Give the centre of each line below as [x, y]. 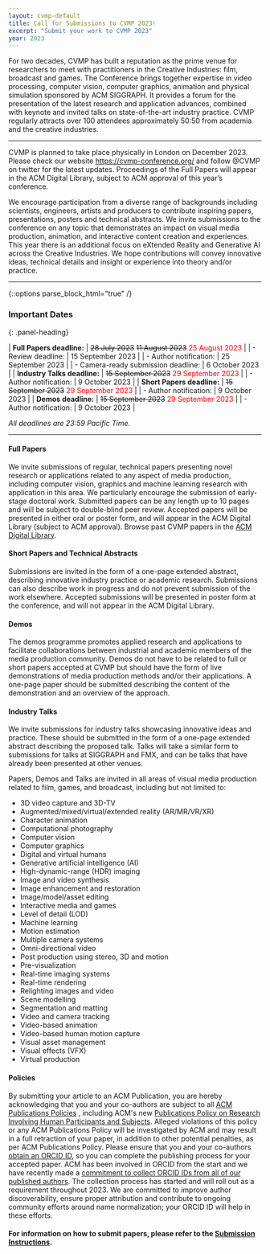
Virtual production [50, 1059]
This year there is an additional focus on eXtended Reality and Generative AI [135, 245]
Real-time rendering [53, 982]
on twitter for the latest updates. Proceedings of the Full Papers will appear [133, 170]
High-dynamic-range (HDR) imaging [80, 871]
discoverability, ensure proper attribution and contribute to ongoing [120, 1198]
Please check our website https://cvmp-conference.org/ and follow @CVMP [134, 161]
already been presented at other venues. [76, 764]
